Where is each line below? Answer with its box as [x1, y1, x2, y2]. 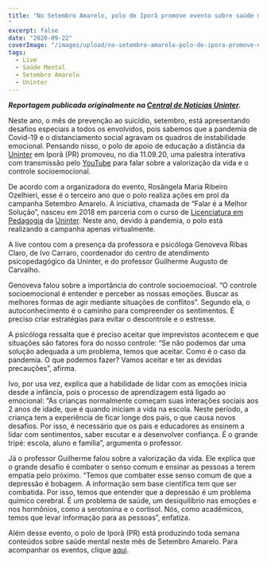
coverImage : [8, 41, 48, 49]
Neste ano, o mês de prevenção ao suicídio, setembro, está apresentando [8, 115, 250, 125]
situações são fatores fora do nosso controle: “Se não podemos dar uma [8, 338, 246, 347]
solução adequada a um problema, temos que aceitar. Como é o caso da [8, 346, 246, 356]
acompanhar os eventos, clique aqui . [8, 544, 130, 554]
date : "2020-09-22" [8, 33, 73, 42]
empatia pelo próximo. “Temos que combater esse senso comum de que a [8, 470, 253, 480]
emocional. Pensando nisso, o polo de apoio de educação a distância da [8, 141, 246, 150]
